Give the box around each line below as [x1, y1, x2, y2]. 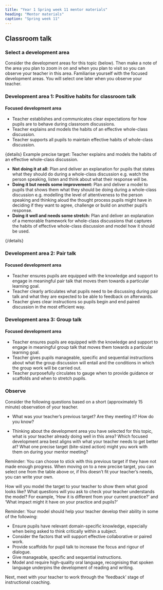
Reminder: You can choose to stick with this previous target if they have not [5, 458, 157, 464]
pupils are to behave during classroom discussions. [12, 121, 115, 127]
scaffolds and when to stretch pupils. [12, 376, 87, 381]
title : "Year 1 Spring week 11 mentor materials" [5, 7, 108, 12]
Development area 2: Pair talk [5, 250, 76, 257]
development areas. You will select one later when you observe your [5, 76, 142, 82]
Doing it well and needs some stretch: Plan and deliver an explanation [12, 213, 154, 219]
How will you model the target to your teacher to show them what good [5, 483, 147, 489]
